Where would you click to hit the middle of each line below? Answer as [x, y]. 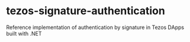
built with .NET [24, 33]
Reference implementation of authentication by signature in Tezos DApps [95, 27]
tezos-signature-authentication [86, 11]
